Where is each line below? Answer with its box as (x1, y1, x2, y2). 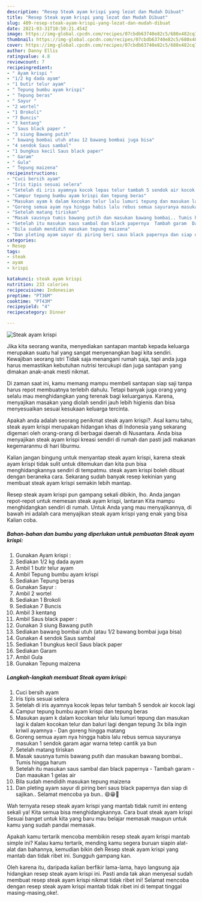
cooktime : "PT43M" (7, 298, 53, 304)
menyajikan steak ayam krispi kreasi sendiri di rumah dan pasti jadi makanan (7, 436, 196, 443)
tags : (7, 248, 20, 255)
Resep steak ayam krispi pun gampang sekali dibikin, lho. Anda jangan (7, 491, 180, 498)
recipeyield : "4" (7, 304, 50, 310)
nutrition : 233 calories (7, 281, 69, 288)
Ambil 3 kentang (15, 609, 56, 616)
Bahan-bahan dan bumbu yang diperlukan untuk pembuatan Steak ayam (7, 530, 194, 537)
